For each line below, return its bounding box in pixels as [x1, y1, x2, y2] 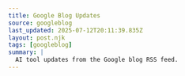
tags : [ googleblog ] [8, 41, 73, 49]
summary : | [8, 48, 44, 56]
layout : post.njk [8, 33, 66, 42]
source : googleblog [8, 19, 73, 27]
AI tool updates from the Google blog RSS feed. [15, 56, 179, 64]
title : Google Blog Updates [8, 11, 101, 20]
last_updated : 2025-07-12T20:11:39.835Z [8, 26, 144, 34]
